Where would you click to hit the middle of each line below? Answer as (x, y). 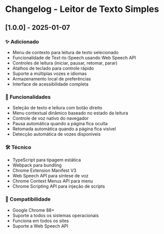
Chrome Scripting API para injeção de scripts (59, 186)
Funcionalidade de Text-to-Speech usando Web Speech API (74, 58)
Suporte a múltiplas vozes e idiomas (50, 74)
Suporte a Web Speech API (40, 226)
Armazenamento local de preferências (52, 78)
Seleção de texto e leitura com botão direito (57, 108)
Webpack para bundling (37, 165)
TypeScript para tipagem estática (47, 160)
